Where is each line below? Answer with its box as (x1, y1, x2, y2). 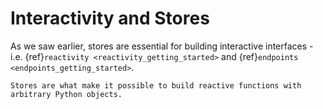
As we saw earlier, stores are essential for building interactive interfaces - (10, 40, 314, 52)
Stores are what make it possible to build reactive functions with (10, 80, 302, 91)
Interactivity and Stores (10, 7, 210, 30)
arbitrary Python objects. (10, 89, 123, 99)
